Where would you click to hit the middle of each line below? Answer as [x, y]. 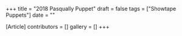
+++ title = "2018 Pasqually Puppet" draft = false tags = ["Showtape [91, 9]
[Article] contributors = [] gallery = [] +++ [58, 27]
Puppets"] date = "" [30, 15]
